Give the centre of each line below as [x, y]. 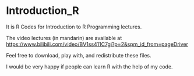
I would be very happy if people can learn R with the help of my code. [89, 66]
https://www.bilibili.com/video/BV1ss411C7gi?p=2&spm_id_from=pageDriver [97, 44]
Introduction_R [43, 11]
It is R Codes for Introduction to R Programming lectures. [74, 27]
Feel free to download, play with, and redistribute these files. [79, 55]
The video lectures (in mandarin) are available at [64, 38]
